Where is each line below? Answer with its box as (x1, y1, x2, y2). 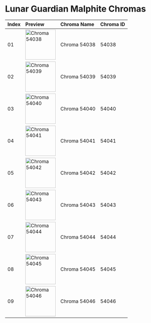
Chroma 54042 (60, 169, 96, 176)
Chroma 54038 (60, 41, 96, 48)
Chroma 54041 (60, 137, 96, 144)
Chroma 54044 (60, 233, 96, 240)
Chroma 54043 (60, 201, 96, 208)
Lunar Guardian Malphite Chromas (5, 3, 146, 15)
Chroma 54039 (60, 73, 96, 80)
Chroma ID (100, 21, 125, 28)
